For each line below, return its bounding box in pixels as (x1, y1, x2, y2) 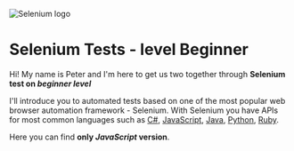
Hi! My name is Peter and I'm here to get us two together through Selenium (9, 68, 286, 79)
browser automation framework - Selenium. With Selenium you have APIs (9, 105, 279, 115)
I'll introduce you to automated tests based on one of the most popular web (9, 95, 286, 106)
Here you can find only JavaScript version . (9, 131, 170, 142)
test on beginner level (9, 78, 92, 89)
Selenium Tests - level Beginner (9, 40, 249, 60)
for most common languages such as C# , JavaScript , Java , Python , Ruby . (9, 114, 279, 124)
